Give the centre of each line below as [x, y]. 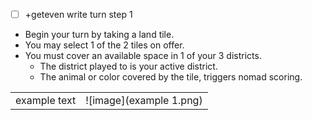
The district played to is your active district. [128, 66]
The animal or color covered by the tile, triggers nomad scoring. [171, 77]
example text [46, 101]
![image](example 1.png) [144, 101]
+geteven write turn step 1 [78, 14]
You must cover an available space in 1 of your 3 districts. [143, 56]
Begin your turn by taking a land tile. [99, 35]
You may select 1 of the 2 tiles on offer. [104, 45]
